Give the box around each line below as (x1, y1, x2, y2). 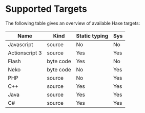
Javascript (8, 41, 33, 48)
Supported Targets (5, 3, 87, 15)
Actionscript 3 (8, 49, 42, 56)
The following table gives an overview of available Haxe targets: (5, 20, 140, 26)
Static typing (76, 32, 109, 39)
